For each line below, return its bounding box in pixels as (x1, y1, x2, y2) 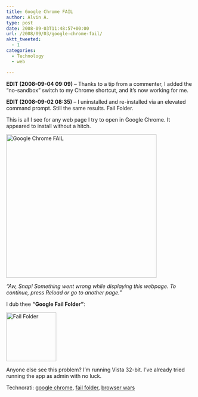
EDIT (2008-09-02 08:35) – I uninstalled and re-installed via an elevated (6, 98, 186, 105)
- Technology (11, 53, 44, 59)
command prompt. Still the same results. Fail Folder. (6, 104, 134, 111)
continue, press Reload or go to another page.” (6, 289, 122, 296)
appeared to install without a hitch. (6, 122, 91, 129)
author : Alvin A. (6, 14, 49, 20)
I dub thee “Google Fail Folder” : (6, 300, 85, 308)
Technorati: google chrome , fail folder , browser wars (6, 384, 135, 391)
